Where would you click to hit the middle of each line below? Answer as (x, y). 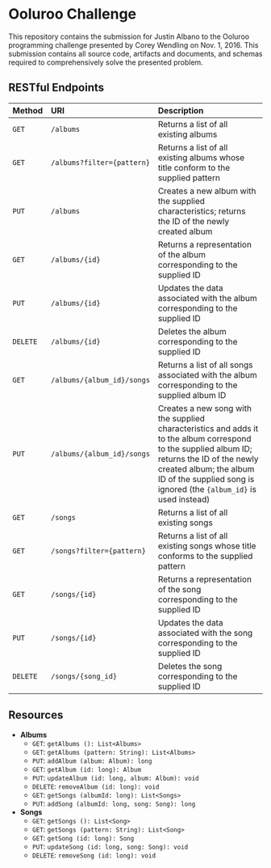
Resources (36, 716)
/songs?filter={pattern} (99, 550)
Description (181, 110)
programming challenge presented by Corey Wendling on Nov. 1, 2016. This (133, 44)
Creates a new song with (205, 408)
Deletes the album (192, 331)
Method (28, 110)
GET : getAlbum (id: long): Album (87, 768)
